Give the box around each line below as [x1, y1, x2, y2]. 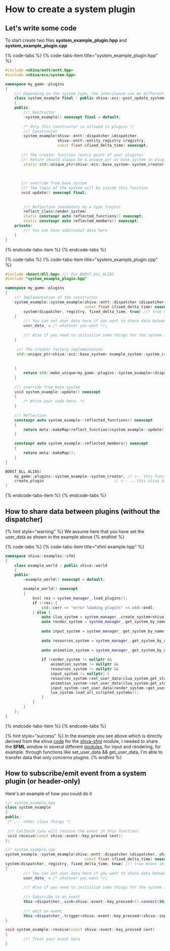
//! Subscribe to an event [23, 895, 80, 900]
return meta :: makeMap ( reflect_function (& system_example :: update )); [23, 427, 168, 432]
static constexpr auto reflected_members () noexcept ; [23, 218, 139, 224]
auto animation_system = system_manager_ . [41, 647, 133, 653]
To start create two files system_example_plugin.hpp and [5, 37, 127, 43]
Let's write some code [5, 24, 77, 32]
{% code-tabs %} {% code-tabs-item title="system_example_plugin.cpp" [5, 256, 158, 263]
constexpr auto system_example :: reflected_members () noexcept [14, 441, 148, 446]
